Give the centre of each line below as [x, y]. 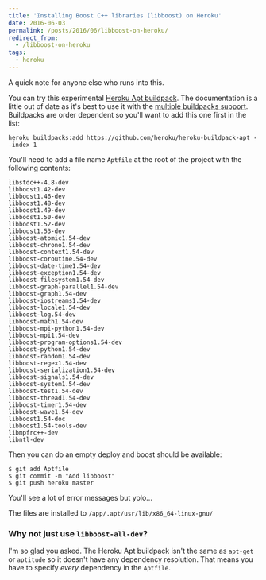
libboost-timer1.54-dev [48, 405]
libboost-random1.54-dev [49, 356]
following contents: [40, 168]
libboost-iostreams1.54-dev [55, 300]
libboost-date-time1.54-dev [55, 266]
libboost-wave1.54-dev [46, 412]
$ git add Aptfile [39, 469]
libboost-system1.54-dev [49, 384]
